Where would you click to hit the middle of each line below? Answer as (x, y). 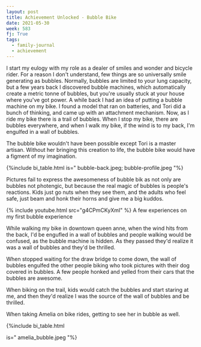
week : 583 (19, 29)
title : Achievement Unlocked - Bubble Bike (61, 17)
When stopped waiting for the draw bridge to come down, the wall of (91, 259)
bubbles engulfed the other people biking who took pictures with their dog (98, 265)
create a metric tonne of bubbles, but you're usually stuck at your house (95, 93)
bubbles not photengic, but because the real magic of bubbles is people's (97, 186)
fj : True (17, 34)
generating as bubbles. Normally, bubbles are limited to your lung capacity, (99, 80)
